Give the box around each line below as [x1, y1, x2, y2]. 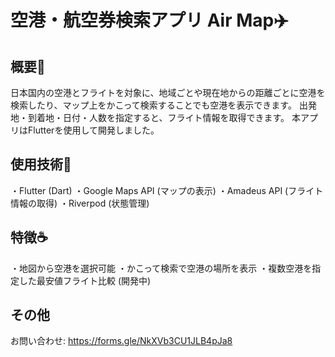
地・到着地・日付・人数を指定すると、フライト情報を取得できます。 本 [10, 112, 301, 123]
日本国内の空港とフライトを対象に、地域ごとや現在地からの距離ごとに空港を [10, 87, 326, 98]
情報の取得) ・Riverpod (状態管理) [10, 197, 150, 209]
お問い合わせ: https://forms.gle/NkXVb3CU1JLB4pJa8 [10, 335, 233, 347]
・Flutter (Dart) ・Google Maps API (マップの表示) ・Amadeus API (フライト [10, 184, 324, 196]
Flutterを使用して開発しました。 [27, 124, 160, 136]
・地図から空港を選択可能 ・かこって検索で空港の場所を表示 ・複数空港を [10, 262, 313, 274]
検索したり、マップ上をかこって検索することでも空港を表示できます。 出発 [10, 99, 317, 111]
